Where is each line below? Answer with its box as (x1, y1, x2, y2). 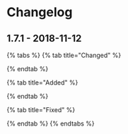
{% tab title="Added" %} (6, 78, 78, 87)
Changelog (6, 4, 73, 20)
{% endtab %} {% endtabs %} (6, 119, 95, 128)
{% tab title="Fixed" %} (6, 106, 76, 114)
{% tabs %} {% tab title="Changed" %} (6, 51, 122, 59)
